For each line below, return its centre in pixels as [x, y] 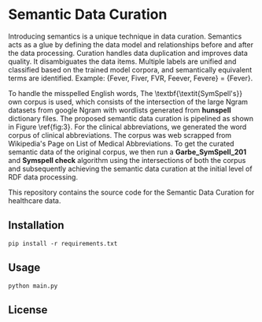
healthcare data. [35, 200]
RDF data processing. [43, 177]
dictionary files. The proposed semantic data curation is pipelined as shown [131, 118]
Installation [36, 226]
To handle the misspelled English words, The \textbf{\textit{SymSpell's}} [125, 93]
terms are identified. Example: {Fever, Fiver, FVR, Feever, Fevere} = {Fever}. [131, 78]
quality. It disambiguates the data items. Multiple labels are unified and [122, 61]
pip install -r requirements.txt [63, 243]
